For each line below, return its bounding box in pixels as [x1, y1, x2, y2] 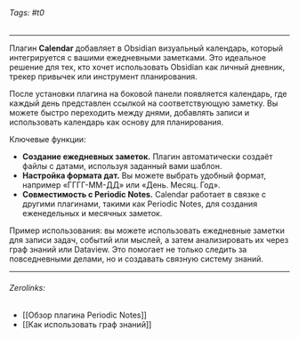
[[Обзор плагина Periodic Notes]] [21, 310, 147, 320]
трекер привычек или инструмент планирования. [9, 71, 198, 82]
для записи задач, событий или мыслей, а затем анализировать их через [9, 235, 289, 245]
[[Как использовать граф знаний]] [21, 319, 152, 330]
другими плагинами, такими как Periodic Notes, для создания [21, 198, 258, 209]
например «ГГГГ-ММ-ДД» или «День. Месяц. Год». [21, 180, 221, 190]
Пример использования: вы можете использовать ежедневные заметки [9, 225, 285, 236]
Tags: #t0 [9, 7, 44, 18]
